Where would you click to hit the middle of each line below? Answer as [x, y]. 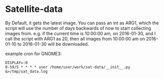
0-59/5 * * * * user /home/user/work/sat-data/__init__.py [68, 67]
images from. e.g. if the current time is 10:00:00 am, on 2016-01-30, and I [81, 33]
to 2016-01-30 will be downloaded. [53, 44]
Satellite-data [34, 9]
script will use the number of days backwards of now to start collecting [78, 28]
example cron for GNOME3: [34, 54]
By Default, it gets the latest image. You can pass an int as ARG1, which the [82, 23]
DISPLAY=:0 [16, 63]
